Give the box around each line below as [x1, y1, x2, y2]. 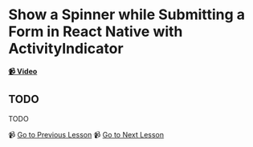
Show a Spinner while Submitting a [8, 6, 246, 24]
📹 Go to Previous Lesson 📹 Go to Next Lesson [8, 129, 165, 139]
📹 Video [8, 66, 38, 76]
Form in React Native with [8, 22, 183, 41]
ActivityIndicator [8, 40, 124, 58]
